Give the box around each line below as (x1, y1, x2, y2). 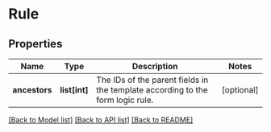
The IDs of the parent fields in (96, 74, 209, 85)
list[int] (60, 85, 89, 95)
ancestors (12, 85, 52, 95)
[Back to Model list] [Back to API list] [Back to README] (8, 115, 194, 125)
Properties (8, 37, 63, 51)
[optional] (221, 85, 259, 95)
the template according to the (96, 85, 208, 95)
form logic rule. (96, 94, 154, 105)
